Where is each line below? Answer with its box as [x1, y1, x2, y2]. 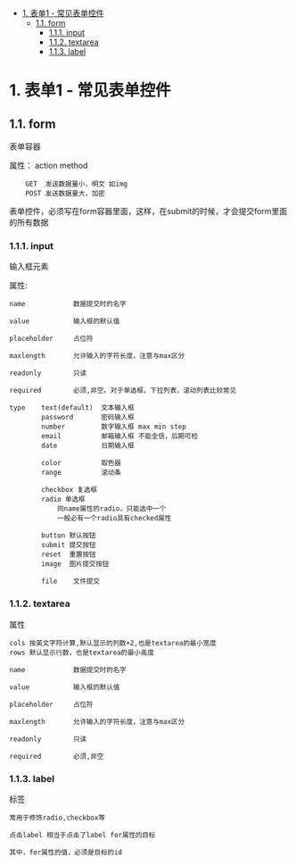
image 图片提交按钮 [41, 560, 110, 569]
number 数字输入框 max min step [41, 422, 187, 431]
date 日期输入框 [41, 441, 136, 451]
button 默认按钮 [41, 531, 96, 540]
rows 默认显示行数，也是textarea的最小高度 [9, 648, 154, 657]
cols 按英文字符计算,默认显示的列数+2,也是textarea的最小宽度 [9, 638, 217, 647]
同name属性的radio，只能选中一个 [56, 504, 167, 513]
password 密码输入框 [41, 413, 136, 422]
